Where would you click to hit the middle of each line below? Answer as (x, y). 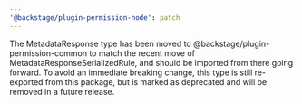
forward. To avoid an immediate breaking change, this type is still (131, 72)
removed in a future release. (62, 91)
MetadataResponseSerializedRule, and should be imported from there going (151, 62)
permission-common (49, 53)
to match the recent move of (142, 53)
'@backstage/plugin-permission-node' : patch (95, 18)
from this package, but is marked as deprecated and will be (156, 81)
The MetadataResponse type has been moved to (101, 43)
